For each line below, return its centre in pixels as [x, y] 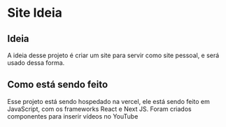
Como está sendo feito [58, 85]
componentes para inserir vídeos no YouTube [73, 116]
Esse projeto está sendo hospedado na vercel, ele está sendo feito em [108, 101]
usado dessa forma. [36, 63]
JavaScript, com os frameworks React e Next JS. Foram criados [99, 109]
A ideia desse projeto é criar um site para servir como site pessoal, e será [113, 55]
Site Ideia [35, 13]
